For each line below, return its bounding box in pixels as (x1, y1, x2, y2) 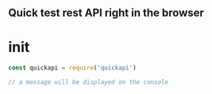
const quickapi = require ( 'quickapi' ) (8, 64, 137, 72)
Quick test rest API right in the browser (8, 6, 205, 20)
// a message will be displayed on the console (8, 78, 169, 86)
